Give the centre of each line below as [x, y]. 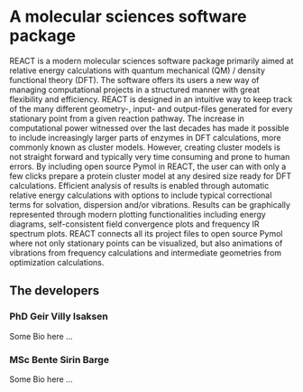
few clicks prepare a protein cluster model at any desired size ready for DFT [151, 176]
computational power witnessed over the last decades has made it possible [149, 127]
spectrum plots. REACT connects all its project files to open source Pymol [146, 233]
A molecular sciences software [128, 17]
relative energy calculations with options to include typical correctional [141, 195]
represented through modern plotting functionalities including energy [138, 214]
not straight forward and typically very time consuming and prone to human [150, 156]
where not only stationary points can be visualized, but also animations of [146, 243]
